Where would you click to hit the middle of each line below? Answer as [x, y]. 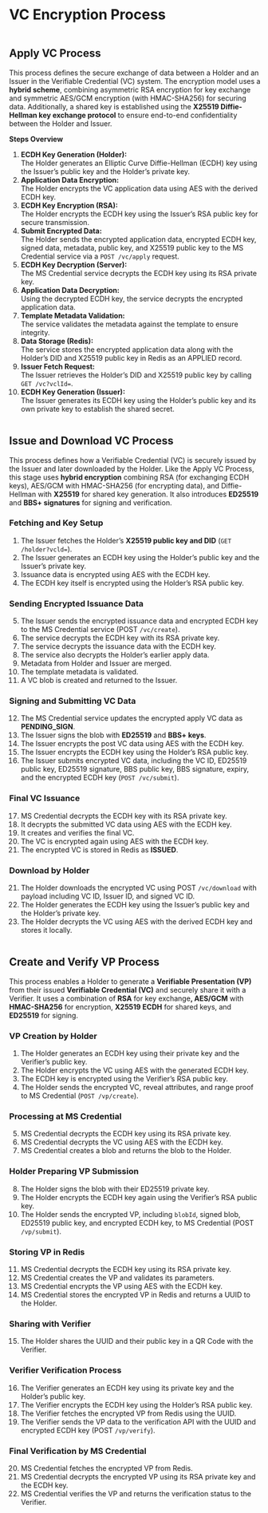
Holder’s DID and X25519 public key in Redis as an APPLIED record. [131, 358]
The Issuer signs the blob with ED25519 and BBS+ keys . [113, 735]
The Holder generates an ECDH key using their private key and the [130, 1053]
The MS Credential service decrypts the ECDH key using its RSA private [139, 273]
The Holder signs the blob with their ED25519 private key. [115, 1189]
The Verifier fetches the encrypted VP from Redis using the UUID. [128, 1413]
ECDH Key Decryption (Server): [74, 264]
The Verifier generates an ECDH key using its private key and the [127, 1388]
